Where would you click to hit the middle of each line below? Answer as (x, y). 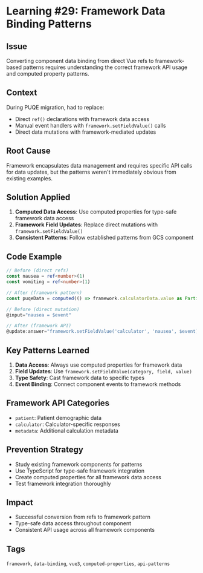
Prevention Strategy (45, 450)
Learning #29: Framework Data (86, 11)
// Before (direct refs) (37, 270)
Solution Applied (38, 198)
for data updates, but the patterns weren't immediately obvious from (91, 172)
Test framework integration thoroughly (63, 483)
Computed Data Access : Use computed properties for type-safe (96, 212)
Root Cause (29, 151)
